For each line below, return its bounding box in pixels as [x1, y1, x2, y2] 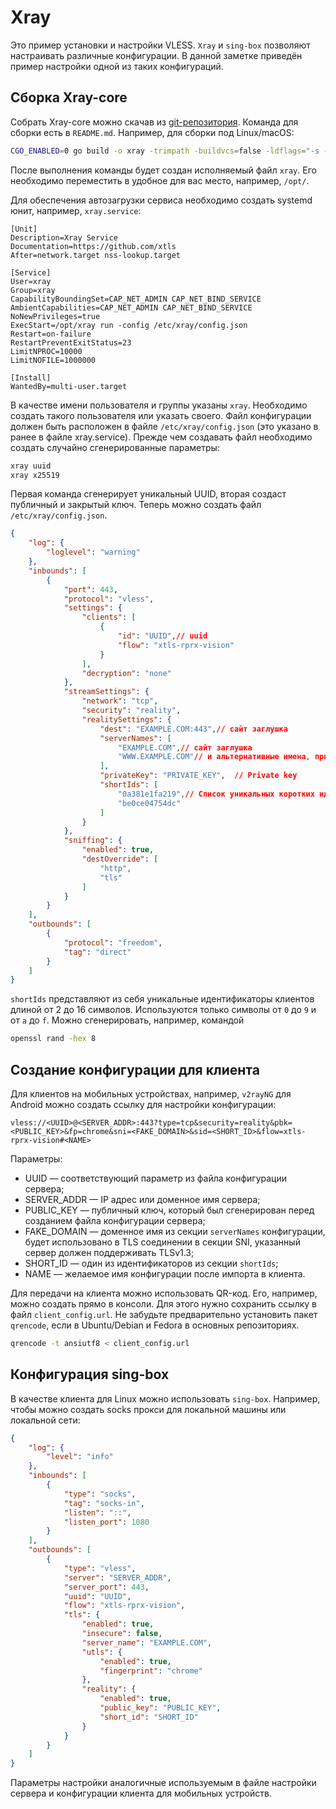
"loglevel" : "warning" [46, 547, 141, 558]
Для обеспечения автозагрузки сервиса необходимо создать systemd [10, 194, 313, 206]
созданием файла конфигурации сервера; [24, 1214, 206, 1226]
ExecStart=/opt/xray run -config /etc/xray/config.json [10, 320, 248, 330]
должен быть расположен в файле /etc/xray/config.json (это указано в [10, 420, 319, 432]
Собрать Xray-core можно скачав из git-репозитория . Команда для [10, 116, 299, 128]
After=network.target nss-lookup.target [10, 250, 182, 260]
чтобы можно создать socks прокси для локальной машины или [10, 1403, 287, 1415]
